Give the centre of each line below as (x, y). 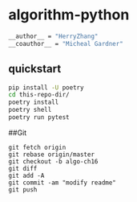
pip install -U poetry (46, 87)
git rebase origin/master (51, 155)
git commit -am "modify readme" (62, 183)
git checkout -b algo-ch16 (53, 161)
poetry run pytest (39, 117)
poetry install (34, 102)
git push (23, 190)
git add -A (26, 175)
